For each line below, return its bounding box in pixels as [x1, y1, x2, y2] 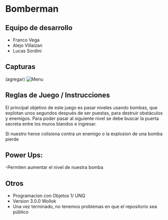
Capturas [5, 62, 36, 71]
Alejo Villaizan [12, 42, 42, 48]
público [12, 209, 29, 215]
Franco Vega [12, 37, 40, 43]
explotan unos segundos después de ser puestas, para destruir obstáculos [5, 110, 163, 116]
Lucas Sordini [12, 48, 42, 54]
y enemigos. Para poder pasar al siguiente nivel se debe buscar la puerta [5, 115, 159, 121]
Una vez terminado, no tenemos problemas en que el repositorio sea [12, 204, 157, 210]
